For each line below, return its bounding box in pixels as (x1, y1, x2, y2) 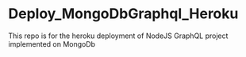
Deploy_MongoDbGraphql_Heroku (8, 5, 239, 23)
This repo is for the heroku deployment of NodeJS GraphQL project (8, 31, 229, 40)
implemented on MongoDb (8, 39, 96, 48)
